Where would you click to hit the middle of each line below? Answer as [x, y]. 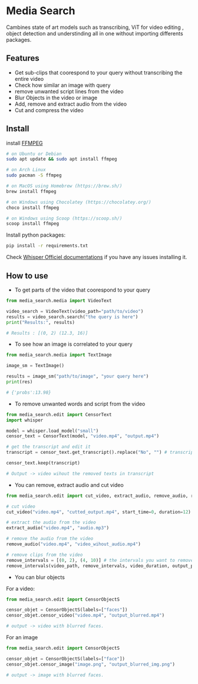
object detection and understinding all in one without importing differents [95, 33]
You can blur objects [39, 577]
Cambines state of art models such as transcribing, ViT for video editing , [95, 27]
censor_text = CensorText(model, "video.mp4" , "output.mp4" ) [83, 436]
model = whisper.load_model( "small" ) [52, 431]
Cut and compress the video [49, 110]
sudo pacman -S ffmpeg [34, 175]
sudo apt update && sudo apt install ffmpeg [62, 159]
